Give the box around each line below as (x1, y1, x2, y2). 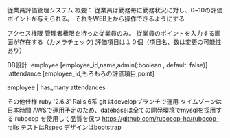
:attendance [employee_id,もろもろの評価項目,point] (7, 69, 154, 78)
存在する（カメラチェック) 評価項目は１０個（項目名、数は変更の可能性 (19, 38, 222, 46)
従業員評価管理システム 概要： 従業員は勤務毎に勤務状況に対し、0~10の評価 (7, 6, 223, 14)
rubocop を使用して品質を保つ (14, 115, 101, 122)
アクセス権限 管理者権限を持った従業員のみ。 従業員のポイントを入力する (7, 30, 215, 37)
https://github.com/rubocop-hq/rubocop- (102, 115, 220, 122)
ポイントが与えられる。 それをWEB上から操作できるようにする (7, 14, 185, 23)
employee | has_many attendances (7, 83, 106, 91)
